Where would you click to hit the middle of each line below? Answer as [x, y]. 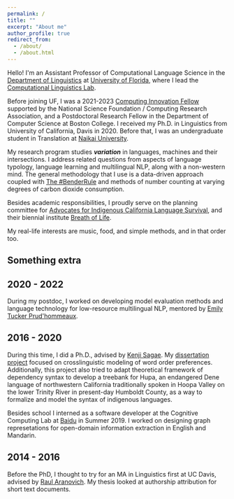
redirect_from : [29, 40]
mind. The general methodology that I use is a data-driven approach [105, 174]
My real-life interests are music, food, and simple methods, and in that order [117, 231]
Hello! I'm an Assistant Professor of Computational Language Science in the [116, 72]
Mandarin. [22, 435]
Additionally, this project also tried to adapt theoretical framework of [105, 370]
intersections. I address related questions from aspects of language [104, 159]
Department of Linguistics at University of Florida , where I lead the [103, 80]
